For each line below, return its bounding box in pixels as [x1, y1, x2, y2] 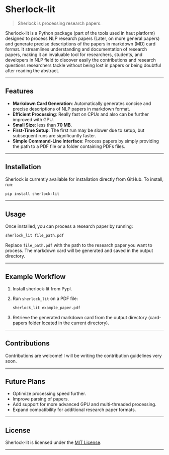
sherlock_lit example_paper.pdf [12, 305, 80, 310]
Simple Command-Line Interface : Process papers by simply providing [12, 138, 159, 144]
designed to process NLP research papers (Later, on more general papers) [5, 35, 160, 41]
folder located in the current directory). [28, 320, 109, 326]
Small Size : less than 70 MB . [12, 122, 72, 128]
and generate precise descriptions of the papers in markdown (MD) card [5, 40, 156, 46]
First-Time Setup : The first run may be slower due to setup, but [12, 127, 145, 133]
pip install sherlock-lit [5, 191, 59, 196]
